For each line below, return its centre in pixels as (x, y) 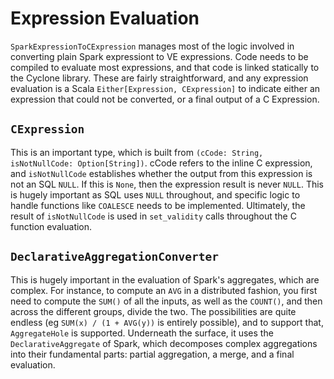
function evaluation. (51, 226)
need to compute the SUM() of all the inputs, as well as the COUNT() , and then (166, 301)
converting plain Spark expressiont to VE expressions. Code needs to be (159, 56)
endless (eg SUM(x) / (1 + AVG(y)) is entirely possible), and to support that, (167, 322)
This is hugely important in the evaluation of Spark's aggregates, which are (165, 279)
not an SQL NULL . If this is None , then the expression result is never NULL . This (167, 184)
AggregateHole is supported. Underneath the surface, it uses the (142, 333)
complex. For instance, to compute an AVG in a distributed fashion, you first (164, 290)
